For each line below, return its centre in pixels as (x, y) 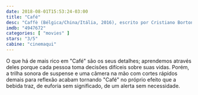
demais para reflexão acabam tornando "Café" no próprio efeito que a (91, 79)
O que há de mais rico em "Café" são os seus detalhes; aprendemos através (99, 61)
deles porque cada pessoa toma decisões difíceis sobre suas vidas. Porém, (98, 67)
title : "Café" (24, 17)
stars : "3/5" (22, 39)
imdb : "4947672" (26, 28)
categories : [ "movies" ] (38, 33)
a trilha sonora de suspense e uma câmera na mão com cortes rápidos (92, 73)
